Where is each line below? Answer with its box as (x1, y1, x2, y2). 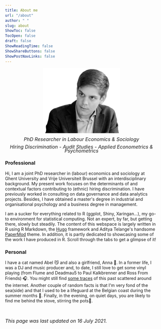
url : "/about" (5, 13, 34, 18)
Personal (5, 249, 27, 256)
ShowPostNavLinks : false (5, 54, 55, 59)
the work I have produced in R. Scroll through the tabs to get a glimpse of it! (5, 237, 157, 243)
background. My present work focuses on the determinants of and (5, 181, 138, 187)
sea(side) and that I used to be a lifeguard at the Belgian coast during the (5, 288, 151, 294)
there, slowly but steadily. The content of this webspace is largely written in (5, 221, 156, 227)
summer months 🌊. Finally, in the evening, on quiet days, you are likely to (5, 293, 150, 298)
